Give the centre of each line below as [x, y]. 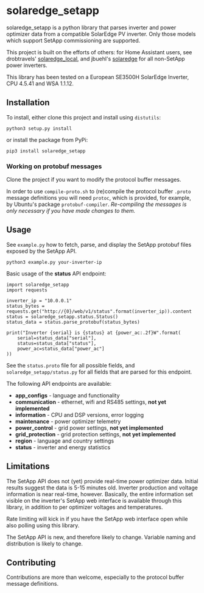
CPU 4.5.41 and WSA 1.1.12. [40, 83]
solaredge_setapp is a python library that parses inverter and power [91, 27]
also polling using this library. [43, 525]
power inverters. [27, 65]
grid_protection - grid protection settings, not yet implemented [95, 434]
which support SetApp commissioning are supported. [73, 40]
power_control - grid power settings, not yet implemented [89, 428]
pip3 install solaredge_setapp [46, 151]
